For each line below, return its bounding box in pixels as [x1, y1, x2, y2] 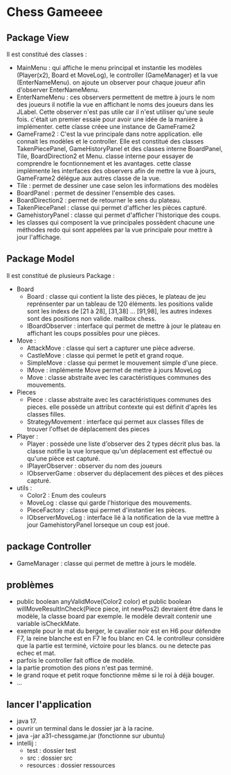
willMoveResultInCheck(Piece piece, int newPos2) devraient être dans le [16, 604, 223, 613]
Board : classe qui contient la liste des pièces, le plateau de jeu [26, 292, 206, 300]
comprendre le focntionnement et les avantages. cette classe [16, 159, 192, 167]
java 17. [16, 717, 37, 725]
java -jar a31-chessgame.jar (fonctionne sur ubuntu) [16, 732, 165, 740]
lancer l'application [6, 698, 92, 711]
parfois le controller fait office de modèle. [16, 656, 136, 665]
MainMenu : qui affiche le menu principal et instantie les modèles [16, 64, 202, 71]
